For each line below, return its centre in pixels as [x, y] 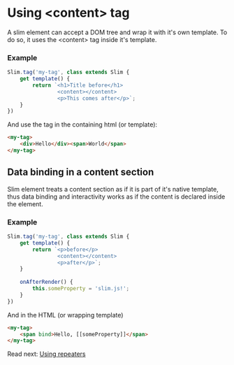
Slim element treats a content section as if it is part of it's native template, [113, 189]
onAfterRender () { [46, 282]
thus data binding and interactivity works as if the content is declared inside [116, 196]
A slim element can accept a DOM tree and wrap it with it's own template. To [117, 32]
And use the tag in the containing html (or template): [82, 124]
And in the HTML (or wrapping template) [65, 315]
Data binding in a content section [81, 172]
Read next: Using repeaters [46, 354]
